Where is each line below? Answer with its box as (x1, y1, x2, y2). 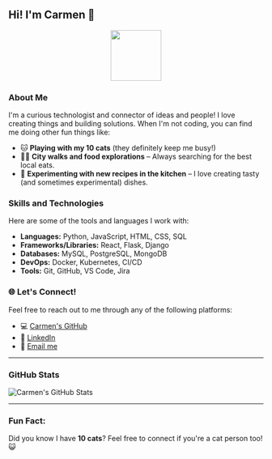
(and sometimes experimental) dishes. (19, 177, 148, 187)
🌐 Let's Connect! (8, 287, 77, 298)
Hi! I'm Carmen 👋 (8, 8, 96, 22)
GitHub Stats (8, 369, 60, 380)
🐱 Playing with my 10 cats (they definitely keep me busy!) (19, 143, 216, 153)
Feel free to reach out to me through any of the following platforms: (8, 304, 233, 314)
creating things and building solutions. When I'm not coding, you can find (8, 119, 253, 129)
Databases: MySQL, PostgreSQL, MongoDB (19, 249, 168, 259)
